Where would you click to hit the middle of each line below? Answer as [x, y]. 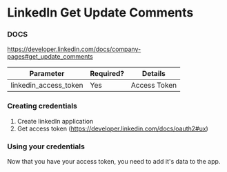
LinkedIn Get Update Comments [100, 13]
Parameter [47, 74]
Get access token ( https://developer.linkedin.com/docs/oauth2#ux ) [112, 128]
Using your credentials [46, 146]
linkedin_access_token [47, 86]
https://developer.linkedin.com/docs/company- [74, 49]
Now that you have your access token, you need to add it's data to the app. [114, 162]
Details [154, 74]
